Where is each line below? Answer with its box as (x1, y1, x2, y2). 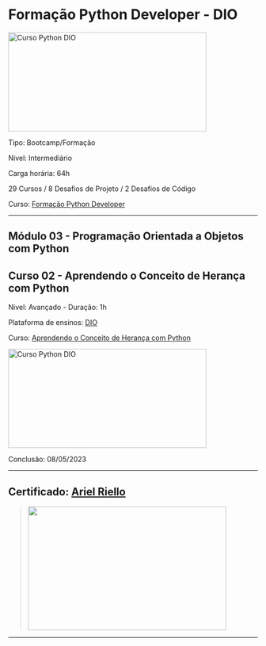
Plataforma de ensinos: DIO (8, 318, 97, 327)
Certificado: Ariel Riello (8, 485, 126, 499)
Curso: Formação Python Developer (8, 199, 125, 208)
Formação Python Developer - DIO (8, 6, 238, 24)
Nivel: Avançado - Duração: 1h (8, 303, 107, 312)
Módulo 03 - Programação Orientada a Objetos (8, 230, 244, 243)
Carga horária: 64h (8, 168, 70, 178)
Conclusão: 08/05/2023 (8, 454, 87, 464)
